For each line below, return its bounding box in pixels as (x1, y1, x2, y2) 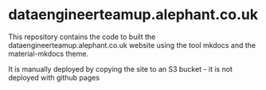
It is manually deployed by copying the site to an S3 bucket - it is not (8, 64, 233, 73)
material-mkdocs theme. (8, 49, 89, 58)
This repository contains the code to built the (8, 32, 156, 41)
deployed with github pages (8, 72, 100, 82)
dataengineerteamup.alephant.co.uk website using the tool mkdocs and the (8, 40, 256, 49)
